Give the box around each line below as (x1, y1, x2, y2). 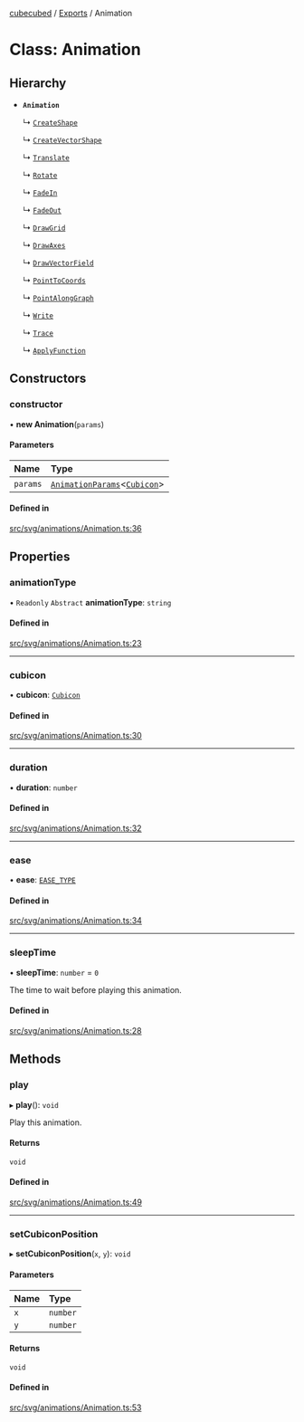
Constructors (9, 371, 87, 387)
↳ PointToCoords (22, 275, 86, 285)
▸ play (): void (9, 1099, 59, 1110)
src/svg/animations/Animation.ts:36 (9, 523, 142, 534)
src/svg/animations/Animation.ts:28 (9, 1025, 142, 1035)
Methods (9, 1052, 62, 1067)
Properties (9, 549, 71, 565)
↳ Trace (22, 328, 54, 338)
